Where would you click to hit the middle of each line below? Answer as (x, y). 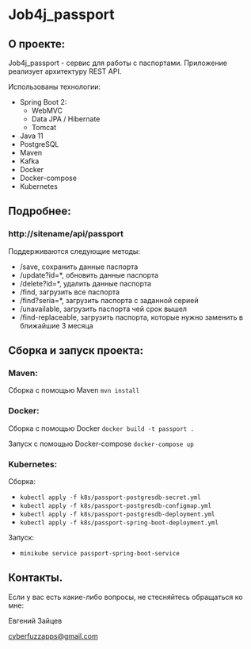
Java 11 (31, 136)
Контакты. (36, 578)
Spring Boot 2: (43, 102)
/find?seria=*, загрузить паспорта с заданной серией (109, 300)
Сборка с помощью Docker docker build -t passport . (101, 428)
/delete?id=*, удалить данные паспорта (86, 283)
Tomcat (44, 127)
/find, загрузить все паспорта (70, 292)
